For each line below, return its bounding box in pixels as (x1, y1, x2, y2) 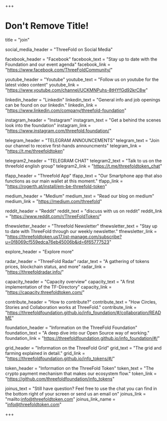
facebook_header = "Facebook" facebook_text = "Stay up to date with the (5, 56, 158, 62)
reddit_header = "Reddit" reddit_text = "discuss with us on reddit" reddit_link (5, 208, 163, 214)
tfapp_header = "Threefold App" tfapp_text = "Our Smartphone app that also (5, 172, 163, 178)
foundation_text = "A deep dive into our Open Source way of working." (5, 329, 150, 335)
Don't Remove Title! (5, 20, 89, 31)
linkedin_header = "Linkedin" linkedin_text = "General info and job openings (5, 96, 161, 102)
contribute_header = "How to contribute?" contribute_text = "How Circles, (5, 298, 157, 305)
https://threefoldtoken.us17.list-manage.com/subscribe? (7, 233, 122, 239)
